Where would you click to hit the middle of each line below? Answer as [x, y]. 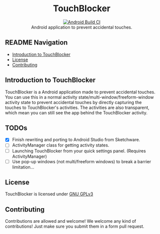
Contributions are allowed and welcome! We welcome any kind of [71, 221]
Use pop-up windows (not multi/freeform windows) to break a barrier [81, 161]
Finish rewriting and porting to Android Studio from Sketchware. [76, 140]
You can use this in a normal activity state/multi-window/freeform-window [80, 97]
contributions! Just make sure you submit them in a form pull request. [75, 226]
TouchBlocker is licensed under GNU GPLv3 [49, 194]
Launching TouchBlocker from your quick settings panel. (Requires [79, 151]
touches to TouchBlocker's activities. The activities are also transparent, [77, 107]
